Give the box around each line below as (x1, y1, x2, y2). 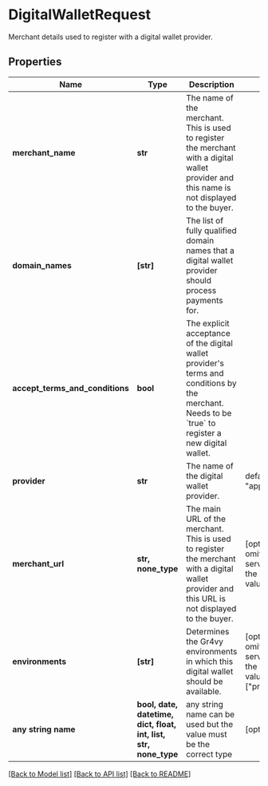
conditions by (186, 377, 237, 389)
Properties (8, 55, 62, 69)
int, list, (136, 729, 166, 740)
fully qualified (186, 225, 237, 236)
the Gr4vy (186, 636, 224, 647)
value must (186, 729, 227, 740)
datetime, (136, 709, 174, 720)
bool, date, (136, 698, 178, 709)
